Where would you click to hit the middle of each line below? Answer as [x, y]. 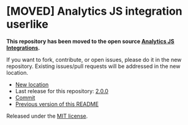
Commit [25, 97]
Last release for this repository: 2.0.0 [62, 91]
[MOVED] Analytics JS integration [94, 11]
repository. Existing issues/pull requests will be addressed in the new [93, 66]
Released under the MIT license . [47, 116]
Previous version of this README [57, 104]
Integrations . [23, 48]
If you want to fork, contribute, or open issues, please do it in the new [94, 59]
